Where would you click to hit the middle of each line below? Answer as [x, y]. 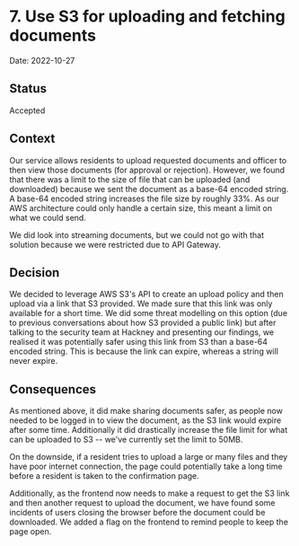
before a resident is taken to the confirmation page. [104, 476]
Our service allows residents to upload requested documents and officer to [148, 160]
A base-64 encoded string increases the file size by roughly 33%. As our [145, 198]
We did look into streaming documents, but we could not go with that [137, 234]
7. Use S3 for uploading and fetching [147, 17]
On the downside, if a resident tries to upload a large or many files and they [149, 457]
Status [28, 88]
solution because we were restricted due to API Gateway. [115, 244]
